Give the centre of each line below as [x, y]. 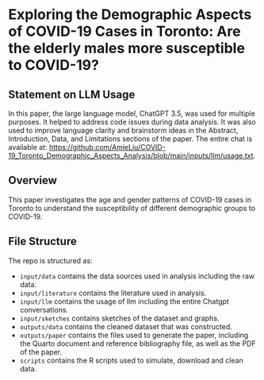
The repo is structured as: [50, 260]
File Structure [42, 242]
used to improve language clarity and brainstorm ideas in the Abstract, [123, 130]
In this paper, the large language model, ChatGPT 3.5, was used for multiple [132, 113]
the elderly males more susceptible [127, 48]
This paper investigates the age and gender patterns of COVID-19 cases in [130, 199]
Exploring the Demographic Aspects [130, 15]
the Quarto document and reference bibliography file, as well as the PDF [138, 344]
